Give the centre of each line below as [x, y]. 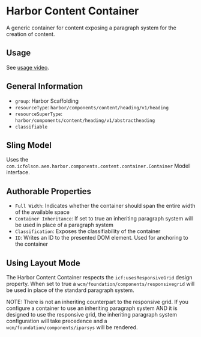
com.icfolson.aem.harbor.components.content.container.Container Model [98, 166]
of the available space [42, 212]
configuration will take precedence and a [57, 321]
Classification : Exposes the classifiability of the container [88, 231]
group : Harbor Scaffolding [47, 101]
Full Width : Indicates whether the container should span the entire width [105, 206]
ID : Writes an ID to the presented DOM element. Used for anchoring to [101, 238]
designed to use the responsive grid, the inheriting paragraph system [92, 314]
